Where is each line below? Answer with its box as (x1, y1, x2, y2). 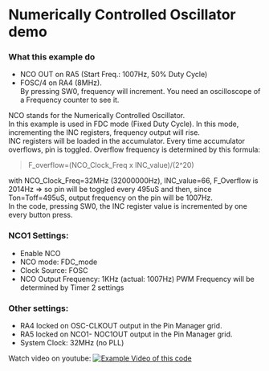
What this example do (8, 51, 96, 63)
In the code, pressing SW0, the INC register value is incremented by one (8, 202, 247, 211)
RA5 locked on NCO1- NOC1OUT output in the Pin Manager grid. (19, 329, 233, 339)
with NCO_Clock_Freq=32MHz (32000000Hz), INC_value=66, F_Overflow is (8, 176, 259, 185)
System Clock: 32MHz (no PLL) (19, 338, 124, 348)
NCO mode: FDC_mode (19, 257, 98, 267)
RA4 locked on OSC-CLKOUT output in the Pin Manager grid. (19, 321, 222, 331)
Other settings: (8, 303, 69, 314)
